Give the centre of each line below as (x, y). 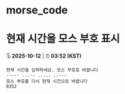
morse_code (37, 10)
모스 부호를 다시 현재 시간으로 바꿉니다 (47, 82)
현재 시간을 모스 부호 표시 (63, 39)
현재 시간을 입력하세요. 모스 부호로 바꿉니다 (52, 70)
